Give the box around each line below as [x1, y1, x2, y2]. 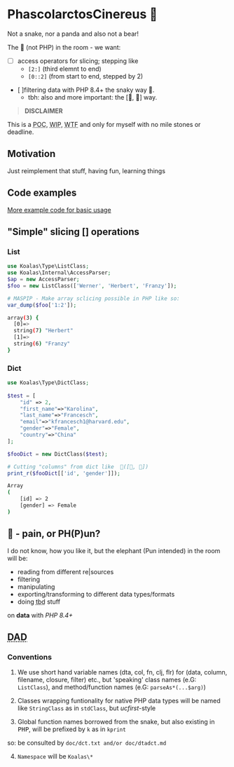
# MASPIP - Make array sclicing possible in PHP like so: [7, 294, 180, 302]
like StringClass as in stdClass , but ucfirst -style [17, 704, 156, 712]
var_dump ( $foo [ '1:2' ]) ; [7, 301, 77, 308]
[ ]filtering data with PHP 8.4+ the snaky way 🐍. [17, 86, 155, 94]
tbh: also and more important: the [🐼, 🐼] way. [27, 93, 158, 101]
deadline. [7, 128, 34, 136]
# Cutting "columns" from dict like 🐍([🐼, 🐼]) [7, 463, 149, 470]
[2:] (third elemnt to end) [27, 65, 102, 73]
